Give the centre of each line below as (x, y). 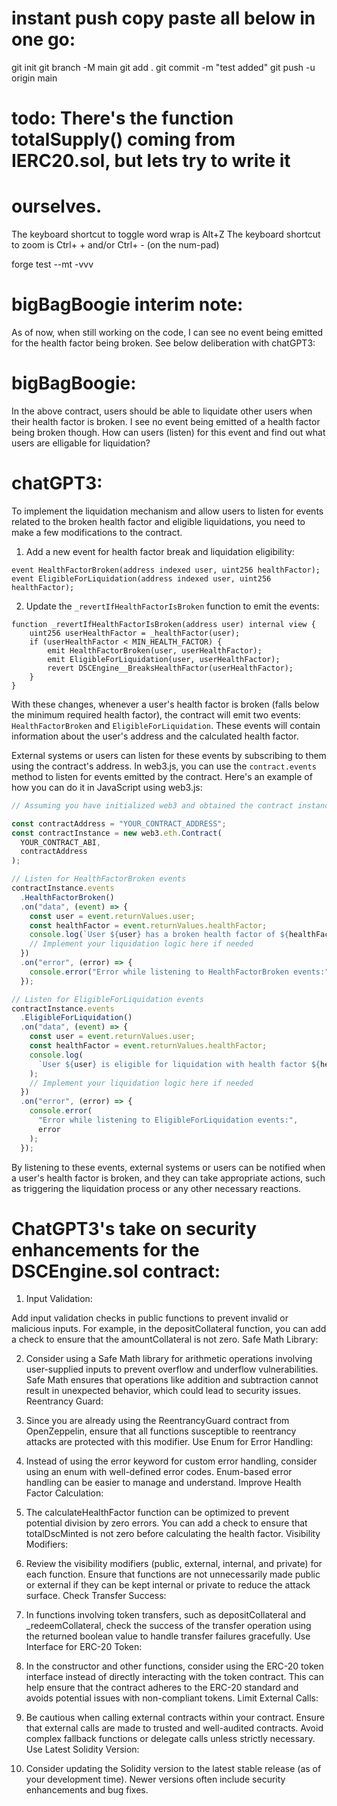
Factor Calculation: (64, 1493)
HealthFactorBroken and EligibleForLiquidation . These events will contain (166, 725)
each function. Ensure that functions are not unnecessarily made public (173, 1574)
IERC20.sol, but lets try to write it (151, 161)
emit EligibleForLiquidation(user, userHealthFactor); (164, 659)
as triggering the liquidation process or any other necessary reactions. (156, 1188)
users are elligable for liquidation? (81, 443)
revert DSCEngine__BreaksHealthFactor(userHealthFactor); (170, 668)
